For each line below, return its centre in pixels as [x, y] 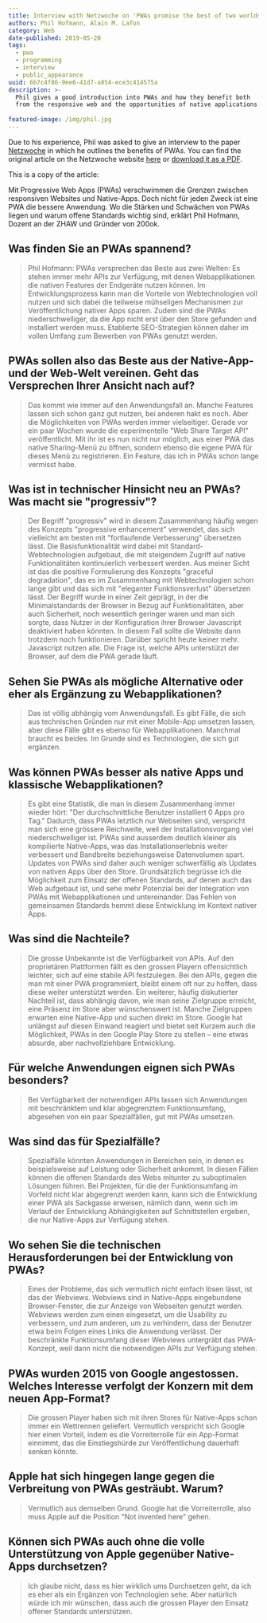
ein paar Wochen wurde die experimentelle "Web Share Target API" [138, 430]
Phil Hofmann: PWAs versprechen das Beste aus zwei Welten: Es [134, 268]
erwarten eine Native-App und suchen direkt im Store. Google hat [135, 1017]
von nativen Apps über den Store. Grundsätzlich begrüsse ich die [135, 871]
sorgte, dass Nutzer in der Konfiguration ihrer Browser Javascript [134, 623]
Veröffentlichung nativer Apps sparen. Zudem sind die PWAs [127, 310]
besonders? [39, 1081]
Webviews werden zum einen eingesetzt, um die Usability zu [127, 1315]
